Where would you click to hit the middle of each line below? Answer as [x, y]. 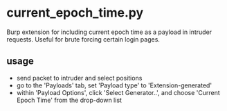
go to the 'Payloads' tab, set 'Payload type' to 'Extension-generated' [114, 85]
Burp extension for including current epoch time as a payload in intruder [109, 32]
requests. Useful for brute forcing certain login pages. [83, 39]
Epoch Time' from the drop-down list [69, 100]
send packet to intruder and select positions [79, 78]
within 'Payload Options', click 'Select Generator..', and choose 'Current [118, 92]
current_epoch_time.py [75, 13]
